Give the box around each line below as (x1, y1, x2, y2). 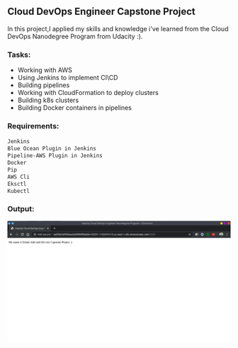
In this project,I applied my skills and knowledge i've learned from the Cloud (7, 24, 229, 33)
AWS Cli (7, 174, 30, 181)
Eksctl (7, 181, 27, 188)
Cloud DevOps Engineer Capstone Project (7, 6, 196, 18)
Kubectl (7, 188, 30, 195)
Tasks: (7, 50, 31, 60)
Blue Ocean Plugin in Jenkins (7, 145, 97, 152)
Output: (7, 204, 35, 214)
